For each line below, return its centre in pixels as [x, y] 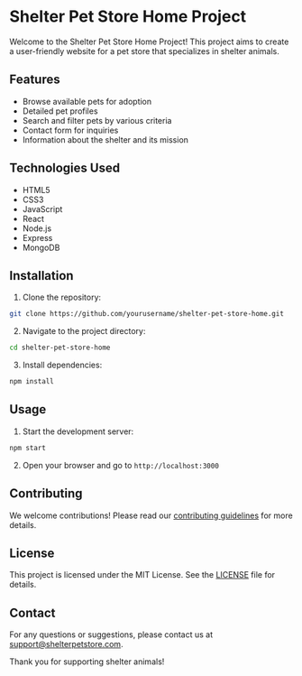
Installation [41, 276]
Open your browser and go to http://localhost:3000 [120, 465]
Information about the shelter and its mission [105, 139]
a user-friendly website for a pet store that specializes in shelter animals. [144, 51]
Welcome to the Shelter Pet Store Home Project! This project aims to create [149, 42]
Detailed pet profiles [60, 111]
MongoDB [41, 247]
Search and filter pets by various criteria [97, 120]
